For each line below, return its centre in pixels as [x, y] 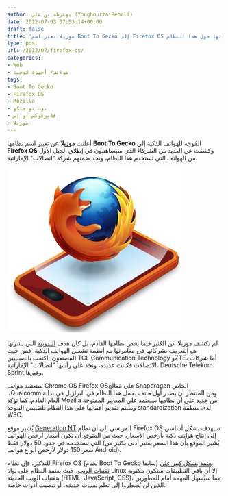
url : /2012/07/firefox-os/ [46, 51]
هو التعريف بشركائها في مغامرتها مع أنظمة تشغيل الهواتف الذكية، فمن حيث [102, 350]
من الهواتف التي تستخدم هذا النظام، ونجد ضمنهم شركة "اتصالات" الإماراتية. [102, 158]
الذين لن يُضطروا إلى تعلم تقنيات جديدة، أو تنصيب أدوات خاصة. [86, 485]
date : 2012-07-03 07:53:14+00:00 [55, 22]
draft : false [26, 29]
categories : [24, 58]
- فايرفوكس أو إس [32, 116]
